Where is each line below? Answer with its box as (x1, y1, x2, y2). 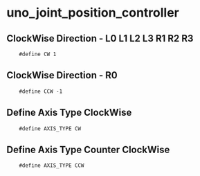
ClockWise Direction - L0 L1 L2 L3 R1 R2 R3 (6, 33, 194, 44)
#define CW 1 (19, 51, 57, 58)
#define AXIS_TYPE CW (19, 125, 81, 132)
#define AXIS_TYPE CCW (19, 162, 84, 169)
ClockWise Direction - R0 (6, 69, 118, 81)
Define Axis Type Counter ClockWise (6, 144, 170, 156)
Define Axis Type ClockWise (6, 107, 132, 118)
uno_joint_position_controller (6, 5, 179, 21)
